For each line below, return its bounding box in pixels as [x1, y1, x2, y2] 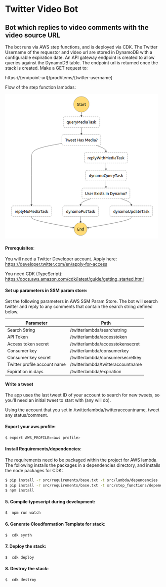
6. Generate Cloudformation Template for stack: [5, 521, 106, 527]
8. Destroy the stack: [5, 566, 49, 572]
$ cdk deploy [5, 555, 35, 560]
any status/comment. [5, 412, 48, 418]
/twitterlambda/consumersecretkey [70, 355, 142, 361]
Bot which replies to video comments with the [5, 23, 149, 32]
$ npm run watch [5, 510, 41, 515]
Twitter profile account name [7, 361, 66, 367]
